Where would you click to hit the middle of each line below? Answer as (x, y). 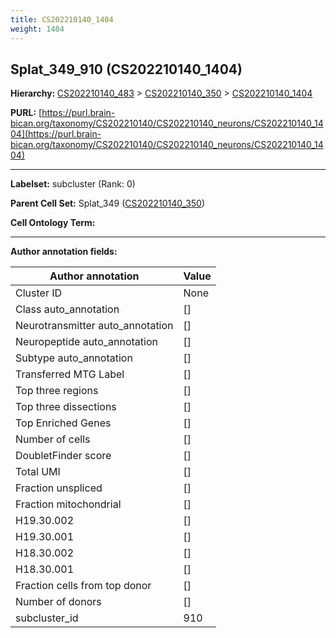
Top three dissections (66, 407)
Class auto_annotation (67, 309)
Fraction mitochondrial (68, 504)
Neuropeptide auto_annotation (86, 342)
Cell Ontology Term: (53, 223)
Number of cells (53, 439)
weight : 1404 (37, 29)
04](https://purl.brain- (56, 134)
